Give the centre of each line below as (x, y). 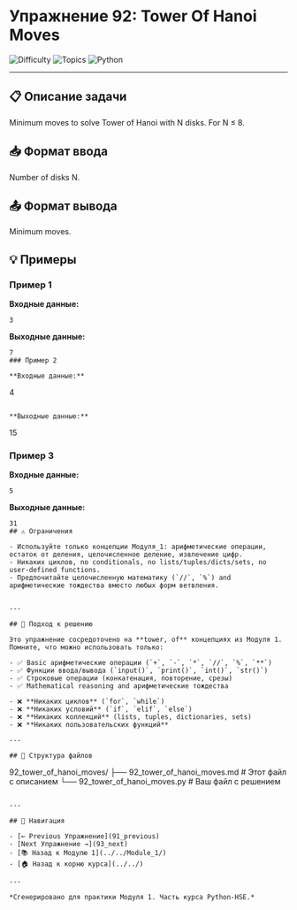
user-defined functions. (55, 570)
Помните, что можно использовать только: (87, 647)
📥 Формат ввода (59, 152)
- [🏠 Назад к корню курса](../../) (76, 864)
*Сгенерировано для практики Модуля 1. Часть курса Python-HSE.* (132, 898)
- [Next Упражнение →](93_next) (69, 845)
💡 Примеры (43, 260)
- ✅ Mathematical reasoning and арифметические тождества (119, 686)
